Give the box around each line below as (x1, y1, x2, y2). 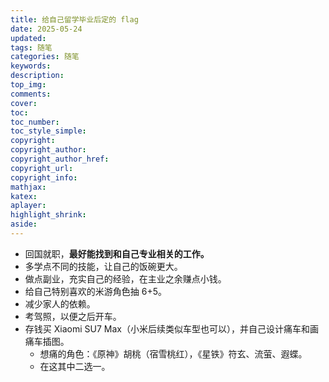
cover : (10, 98, 38, 108)
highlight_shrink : (10, 210, 87, 220)
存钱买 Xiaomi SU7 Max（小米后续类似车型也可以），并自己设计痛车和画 (24, 322, 319, 335)
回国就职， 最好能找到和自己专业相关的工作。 (24, 247, 210, 260)
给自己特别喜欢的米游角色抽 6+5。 (24, 285, 167, 297)
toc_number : (10, 117, 60, 127)
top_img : (10, 80, 47, 90)
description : (10, 71, 65, 81)
